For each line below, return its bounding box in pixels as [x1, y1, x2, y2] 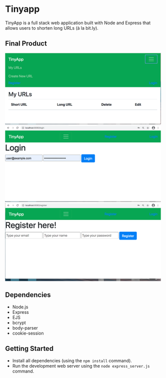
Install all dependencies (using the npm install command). [12, 357, 132, 364]
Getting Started [5, 344, 54, 353]
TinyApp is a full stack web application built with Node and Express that [5, 20, 151, 26]
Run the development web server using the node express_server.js [12, 363, 150, 369]
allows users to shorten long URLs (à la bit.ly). [5, 25, 99, 31]
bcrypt [12, 320, 26, 326]
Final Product [5, 40, 47, 48]
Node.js [12, 304, 29, 310]
